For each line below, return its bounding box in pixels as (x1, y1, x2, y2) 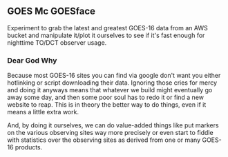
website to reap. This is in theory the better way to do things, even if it (7, 101, 207, 109)
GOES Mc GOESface (7, 6, 95, 17)
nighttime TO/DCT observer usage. (7, 38, 107, 47)
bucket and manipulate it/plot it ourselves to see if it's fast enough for (7, 31, 205, 39)
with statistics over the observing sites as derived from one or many (7, 136, 201, 144)
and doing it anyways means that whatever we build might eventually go (7, 86, 213, 94)
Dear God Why (7, 55, 57, 65)
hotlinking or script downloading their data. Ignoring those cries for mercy (7, 78, 218, 87)
